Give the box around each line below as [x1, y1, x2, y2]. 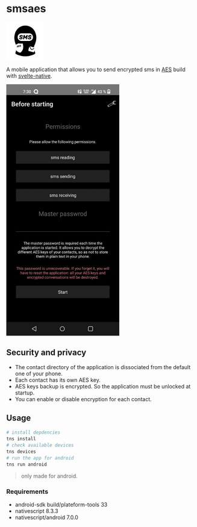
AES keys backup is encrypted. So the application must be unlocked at [14, 382, 191, 390]
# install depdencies [6, 429, 61, 435]
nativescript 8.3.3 [14, 507, 58, 514]
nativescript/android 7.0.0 [14, 514, 78, 521]
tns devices [6, 449, 36, 455]
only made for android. [20, 472, 78, 479]
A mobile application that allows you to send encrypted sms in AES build [6, 66, 186, 73]
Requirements [6, 487, 49, 496]
